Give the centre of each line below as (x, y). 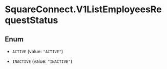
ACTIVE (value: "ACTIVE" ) (38, 51)
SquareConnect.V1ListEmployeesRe (83, 9)
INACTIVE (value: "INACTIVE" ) (42, 61)
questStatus (32, 20)
